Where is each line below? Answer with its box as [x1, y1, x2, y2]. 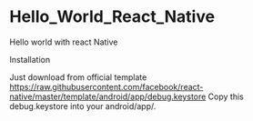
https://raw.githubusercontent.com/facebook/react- [9, 81, 204, 92]
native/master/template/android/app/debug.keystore [9, 91, 207, 102]
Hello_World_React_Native [9, 6, 216, 27]
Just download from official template [9, 71, 147, 83]
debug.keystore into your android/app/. [9, 100, 157, 111]
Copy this [207, 91, 244, 102]
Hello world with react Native [9, 36, 118, 47]
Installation [9, 54, 51, 65]
